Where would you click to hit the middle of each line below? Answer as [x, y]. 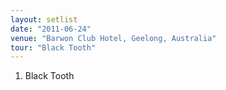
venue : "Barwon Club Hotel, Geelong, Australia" [113, 38]
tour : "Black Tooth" [53, 47]
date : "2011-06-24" [51, 29]
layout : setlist [44, 19]
